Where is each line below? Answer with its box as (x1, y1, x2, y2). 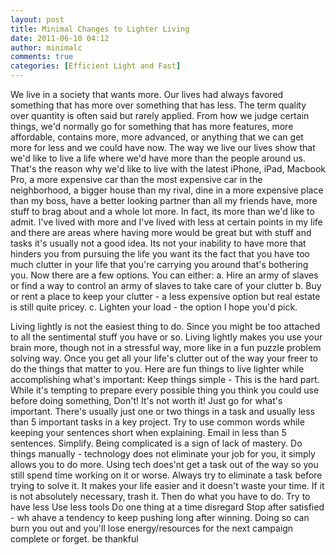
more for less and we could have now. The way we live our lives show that (10, 142, 316, 153)
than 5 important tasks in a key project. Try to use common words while (10, 416, 305, 428)
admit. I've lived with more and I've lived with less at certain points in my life (10, 216, 323, 228)
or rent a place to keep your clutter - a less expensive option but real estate (10, 291, 321, 302)
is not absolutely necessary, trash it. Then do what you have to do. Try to (10, 491, 311, 502)
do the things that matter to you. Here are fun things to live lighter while (10, 363, 305, 375)
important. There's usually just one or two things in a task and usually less (10, 406, 315, 417)
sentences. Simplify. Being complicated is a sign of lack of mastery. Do (10, 437, 303, 449)
